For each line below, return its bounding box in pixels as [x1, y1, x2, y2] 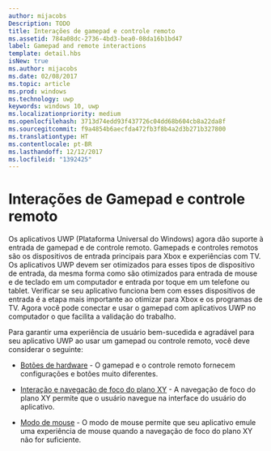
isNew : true [8, 58, 49, 66]
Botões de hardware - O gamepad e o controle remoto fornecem [19, 360, 236, 370]
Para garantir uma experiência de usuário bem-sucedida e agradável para [8, 328, 255, 337]
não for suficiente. [19, 435, 82, 445]
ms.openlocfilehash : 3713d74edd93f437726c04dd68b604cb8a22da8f [8, 118, 227, 126]
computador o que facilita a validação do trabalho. [8, 311, 176, 321]
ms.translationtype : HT [8, 132, 89, 140]
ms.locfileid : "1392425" [8, 155, 92, 163]
